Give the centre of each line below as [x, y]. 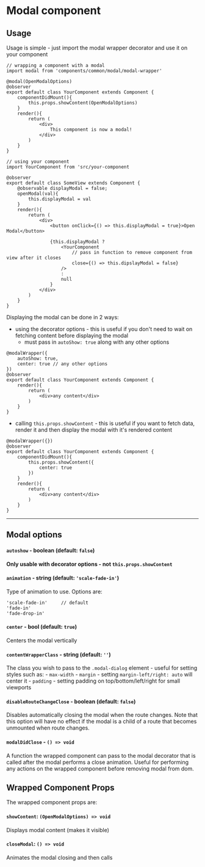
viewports [19, 687]
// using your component [38, 162]
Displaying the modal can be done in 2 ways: [63, 317]
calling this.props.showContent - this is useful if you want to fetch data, [105, 423]
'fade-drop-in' [26, 613]
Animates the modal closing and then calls [59, 857]
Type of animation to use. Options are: [54, 591]
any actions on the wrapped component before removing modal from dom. [100, 768]
